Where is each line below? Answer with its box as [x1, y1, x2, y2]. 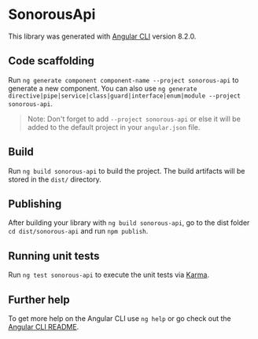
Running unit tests [8, 249, 100, 263]
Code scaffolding [8, 54, 94, 68]
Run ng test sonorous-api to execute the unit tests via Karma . [8, 270, 210, 280]
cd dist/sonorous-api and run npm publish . [8, 227, 149, 236]
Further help [8, 293, 71, 306]
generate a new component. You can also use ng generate [8, 83, 197, 93]
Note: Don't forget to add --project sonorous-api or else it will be [27, 114, 241, 123]
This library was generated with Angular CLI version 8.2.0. [8, 31, 197, 41]
